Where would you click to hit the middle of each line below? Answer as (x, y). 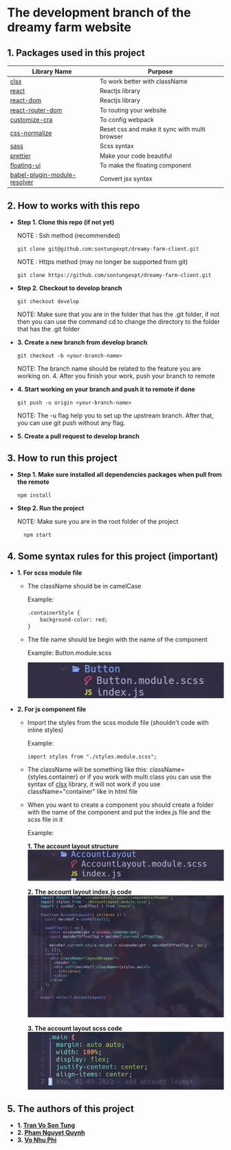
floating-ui (25, 165)
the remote (33, 482)
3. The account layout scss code (75, 1028)
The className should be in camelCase (84, 586)
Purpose (160, 71)
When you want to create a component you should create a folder (121, 805)
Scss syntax (117, 146)
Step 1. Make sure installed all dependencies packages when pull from (119, 475)
